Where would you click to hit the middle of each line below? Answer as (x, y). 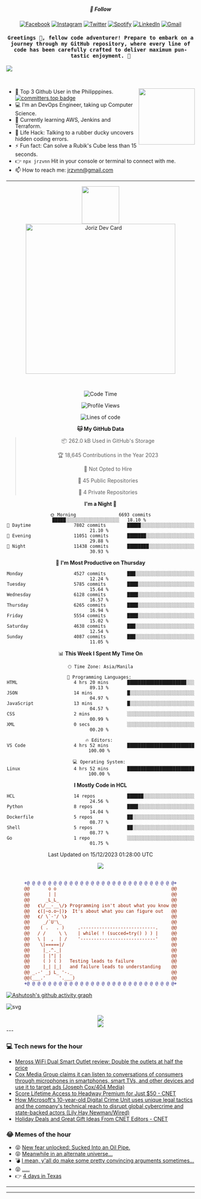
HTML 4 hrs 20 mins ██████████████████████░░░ (100, 683)
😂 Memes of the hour (39, 1135)
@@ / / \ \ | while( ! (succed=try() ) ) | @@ (100, 934)
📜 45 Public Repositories (108, 481)
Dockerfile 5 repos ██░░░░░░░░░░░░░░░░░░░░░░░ (100, 817)
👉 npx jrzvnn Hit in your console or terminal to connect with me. (95, 161)
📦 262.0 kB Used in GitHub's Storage (108, 441)
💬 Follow (100, 9)
